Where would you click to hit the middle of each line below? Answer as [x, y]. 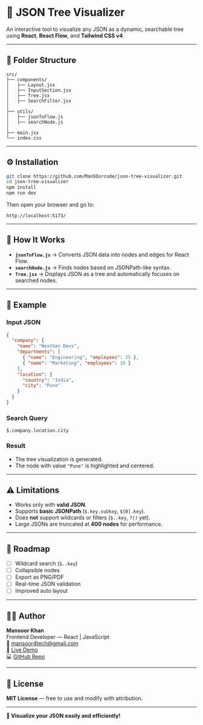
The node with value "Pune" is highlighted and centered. [85, 466]
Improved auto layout [41, 591]
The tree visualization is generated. [59, 459]
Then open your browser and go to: [50, 205]
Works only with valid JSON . [51, 505]
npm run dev [21, 193]
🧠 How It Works [36, 240]
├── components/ [27, 79]
